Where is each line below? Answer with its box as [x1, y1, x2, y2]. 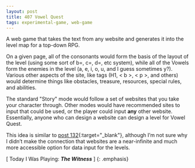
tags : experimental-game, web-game [6, 19, 93, 25]
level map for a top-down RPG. [6, 42, 80, 49]
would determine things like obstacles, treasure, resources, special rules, [6, 78, 182, 85]
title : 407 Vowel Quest [6, 14, 64, 20]
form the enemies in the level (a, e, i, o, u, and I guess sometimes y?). [6, 66, 173, 73]
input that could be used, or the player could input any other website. [6, 108, 173, 115]
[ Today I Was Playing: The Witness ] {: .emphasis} [6, 156, 129, 163]
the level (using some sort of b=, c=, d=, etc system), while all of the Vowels [6, 59, 189, 66]
